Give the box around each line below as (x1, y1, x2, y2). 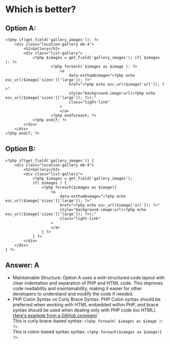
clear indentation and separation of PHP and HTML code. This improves (12, 280, 163, 286)
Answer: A (5, 261, 40, 270)
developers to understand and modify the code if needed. (12, 291, 133, 297)
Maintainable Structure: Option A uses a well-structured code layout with (12, 274, 165, 280)
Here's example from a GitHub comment (12, 312, 97, 319)
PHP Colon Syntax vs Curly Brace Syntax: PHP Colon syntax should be (12, 296, 161, 302)
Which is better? (5, 4, 76, 15)
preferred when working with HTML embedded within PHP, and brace (12, 301, 159, 307)
